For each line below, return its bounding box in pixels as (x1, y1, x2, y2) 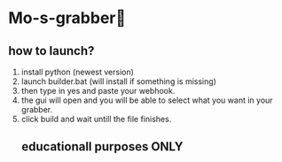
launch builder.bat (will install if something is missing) (20, 76, 216, 87)
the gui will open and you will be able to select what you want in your (20, 95, 273, 105)
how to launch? (8, 43, 95, 58)
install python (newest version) (20, 66, 135, 77)
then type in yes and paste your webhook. (20, 86, 176, 96)
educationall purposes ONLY (20, 139, 184, 154)
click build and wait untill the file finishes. (20, 114, 172, 124)
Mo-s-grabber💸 (8, 8, 126, 28)
